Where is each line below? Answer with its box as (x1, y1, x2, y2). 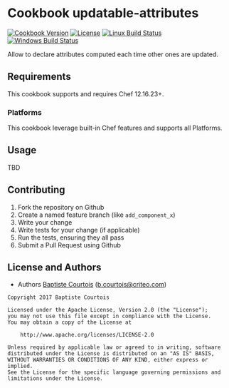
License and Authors (7, 262, 102, 274)
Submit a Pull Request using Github (17, 240, 121, 249)
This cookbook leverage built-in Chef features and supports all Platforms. (7, 123, 223, 133)
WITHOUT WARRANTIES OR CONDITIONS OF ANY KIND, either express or (7, 357, 208, 364)
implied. (7, 362, 33, 370)
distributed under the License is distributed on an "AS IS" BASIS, (7, 350, 215, 357)
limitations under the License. (7, 375, 103, 382)
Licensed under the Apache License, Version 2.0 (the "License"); (7, 307, 208, 314)
